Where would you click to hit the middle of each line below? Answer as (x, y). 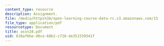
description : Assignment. (31, 14)
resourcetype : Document (29, 27)
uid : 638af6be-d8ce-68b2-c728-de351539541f (50, 36)
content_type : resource (29, 9)
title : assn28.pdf (24, 32)
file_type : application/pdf (34, 23)
